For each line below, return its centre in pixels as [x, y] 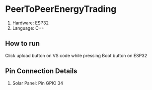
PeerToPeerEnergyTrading [61, 9]
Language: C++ [28, 28]
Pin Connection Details [41, 71]
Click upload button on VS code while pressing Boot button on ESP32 [76, 55]
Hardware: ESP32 [30, 23]
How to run [23, 44]
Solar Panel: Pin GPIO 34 [38, 83]
